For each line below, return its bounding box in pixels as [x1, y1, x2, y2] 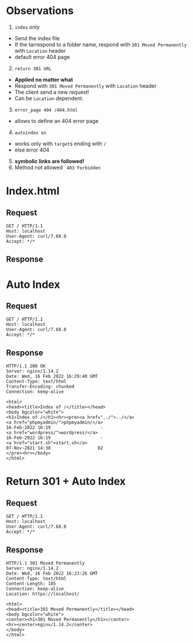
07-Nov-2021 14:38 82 [6, 445, 104, 451]
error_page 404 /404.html [14, 107, 78, 113]
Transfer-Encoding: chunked [6, 384, 75, 390]
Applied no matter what [14, 76, 73, 83]
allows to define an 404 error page [14, 117, 99, 124]
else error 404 [14, 146, 50, 153]
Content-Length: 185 [6, 580, 57, 586]
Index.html [6, 184, 60, 198]
